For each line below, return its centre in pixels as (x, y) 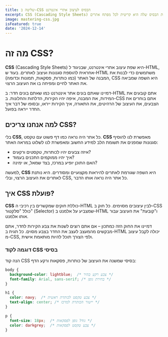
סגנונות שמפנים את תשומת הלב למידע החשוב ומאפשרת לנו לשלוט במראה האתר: (82, 142)
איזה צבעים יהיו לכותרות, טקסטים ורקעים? (51, 152)
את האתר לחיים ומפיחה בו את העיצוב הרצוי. (46, 83)
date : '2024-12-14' (25, 29)
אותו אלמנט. (17, 216)
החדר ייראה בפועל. (23, 109)
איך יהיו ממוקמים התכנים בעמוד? (43, 157)
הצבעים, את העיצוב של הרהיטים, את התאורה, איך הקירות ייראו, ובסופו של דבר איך (82, 104)
